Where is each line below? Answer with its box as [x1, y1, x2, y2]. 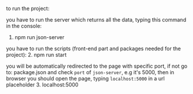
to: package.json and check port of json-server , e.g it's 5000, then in [6, 69, 175, 75]
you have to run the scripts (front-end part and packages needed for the [6, 45, 181, 52]
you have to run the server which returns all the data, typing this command [6, 16, 187, 23]
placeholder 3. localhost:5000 [6, 81, 79, 88]
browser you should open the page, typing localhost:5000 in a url [6, 75, 165, 82]
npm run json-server [14, 34, 65, 40]
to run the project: [6, 5, 50, 12]
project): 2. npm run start [6, 51, 67, 58]
